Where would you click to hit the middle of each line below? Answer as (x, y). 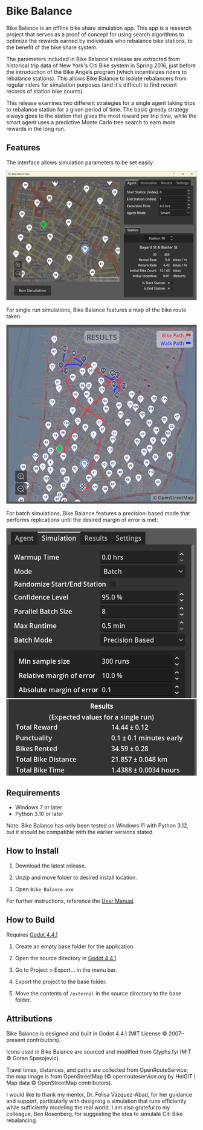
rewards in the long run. (36, 129)
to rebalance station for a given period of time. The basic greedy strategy (98, 109)
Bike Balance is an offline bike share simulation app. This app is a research (99, 28)
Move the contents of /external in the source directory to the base (98, 993)
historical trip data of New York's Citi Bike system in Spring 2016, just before (101, 65)
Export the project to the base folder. (61, 981)
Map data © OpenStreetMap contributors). (60, 1083)
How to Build (31, 920)
